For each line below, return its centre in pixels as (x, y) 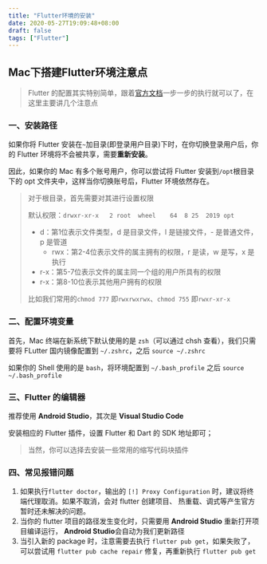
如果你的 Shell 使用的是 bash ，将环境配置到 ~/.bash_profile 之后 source (126, 367)
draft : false (30, 30)
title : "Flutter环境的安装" (52, 16)
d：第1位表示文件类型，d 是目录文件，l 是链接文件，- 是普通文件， (149, 232)
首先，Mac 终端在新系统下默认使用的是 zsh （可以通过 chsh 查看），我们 (125, 341)
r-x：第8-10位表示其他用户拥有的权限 (100, 282)
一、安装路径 (33, 125)
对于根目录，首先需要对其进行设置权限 (90, 198)
